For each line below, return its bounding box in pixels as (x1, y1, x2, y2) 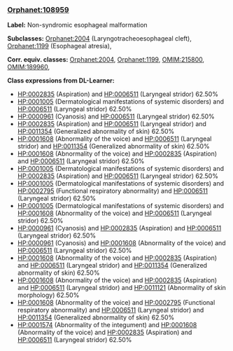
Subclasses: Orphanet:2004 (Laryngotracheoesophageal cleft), (7, 34, 192, 43)
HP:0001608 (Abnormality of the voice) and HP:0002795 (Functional (17, 298, 216, 307)
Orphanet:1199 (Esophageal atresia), (7, 42, 112, 50)
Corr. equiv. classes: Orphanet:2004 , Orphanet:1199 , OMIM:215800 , (7, 55, 205, 64)
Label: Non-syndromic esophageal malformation (7, 21, 148, 29)
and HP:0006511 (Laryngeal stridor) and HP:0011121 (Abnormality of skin (17, 284, 226, 292)
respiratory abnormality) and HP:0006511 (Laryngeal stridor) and (17, 306, 204, 315)
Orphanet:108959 (7, 5, 69, 15)
